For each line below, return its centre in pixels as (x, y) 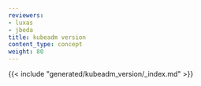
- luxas (21, 23)
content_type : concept (45, 45)
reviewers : (26, 15)
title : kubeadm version (47, 37)
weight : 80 (26, 52)
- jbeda (21, 30)
